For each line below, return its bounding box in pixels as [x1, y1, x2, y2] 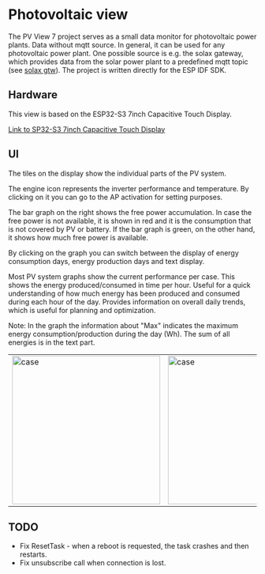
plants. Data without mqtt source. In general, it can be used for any [8, 40, 226, 49]
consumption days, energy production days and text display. [8, 256, 205, 266]
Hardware [8, 89, 58, 102]
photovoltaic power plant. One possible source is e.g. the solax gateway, [8, 48, 244, 58]
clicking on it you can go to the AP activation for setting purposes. [8, 192, 223, 202]
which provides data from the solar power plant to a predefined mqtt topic [8, 57, 248, 66]
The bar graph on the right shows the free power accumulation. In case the [8, 207, 252, 217]
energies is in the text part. [8, 338, 95, 347]
